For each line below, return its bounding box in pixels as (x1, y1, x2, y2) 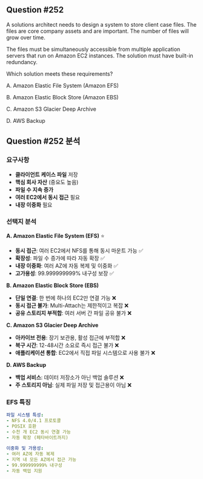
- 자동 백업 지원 (6, 467, 42, 474)
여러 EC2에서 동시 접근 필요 (15, 193, 81, 200)
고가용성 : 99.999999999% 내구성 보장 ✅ (15, 269, 115, 277)
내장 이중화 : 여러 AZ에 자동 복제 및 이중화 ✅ (15, 262, 119, 269)
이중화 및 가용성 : (6, 445, 44, 452)
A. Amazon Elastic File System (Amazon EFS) (6, 82, 119, 89)
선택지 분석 (6, 217, 37, 226)
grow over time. (6, 33, 45, 41)
